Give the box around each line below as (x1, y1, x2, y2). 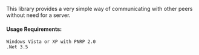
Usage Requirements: (6, 25, 62, 33)
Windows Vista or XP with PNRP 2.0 (6, 39, 96, 45)
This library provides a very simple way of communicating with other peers (6, 5, 193, 12)
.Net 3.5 (6, 44, 28, 50)
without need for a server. (6, 11, 71, 19)
